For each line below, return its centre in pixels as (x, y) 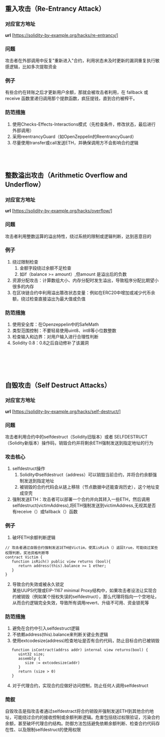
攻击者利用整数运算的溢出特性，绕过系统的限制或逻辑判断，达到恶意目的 (78, 236)
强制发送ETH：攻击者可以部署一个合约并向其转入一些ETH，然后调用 (81, 500)
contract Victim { (24, 557)
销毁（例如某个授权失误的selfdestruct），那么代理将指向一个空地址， (90, 596)
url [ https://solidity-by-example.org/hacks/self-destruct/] (63, 411)
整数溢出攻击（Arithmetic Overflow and (66, 175)
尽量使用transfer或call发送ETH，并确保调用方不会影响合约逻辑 (75, 142)
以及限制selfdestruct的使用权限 (49, 730)
